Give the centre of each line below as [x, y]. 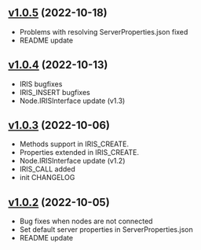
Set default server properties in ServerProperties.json [106, 230]
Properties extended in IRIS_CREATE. [79, 153]
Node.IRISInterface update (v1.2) [72, 161]
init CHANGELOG [47, 178]
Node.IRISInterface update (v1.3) [72, 101]
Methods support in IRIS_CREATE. [74, 144]
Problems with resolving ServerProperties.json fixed [104, 31]
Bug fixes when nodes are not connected [86, 221]
